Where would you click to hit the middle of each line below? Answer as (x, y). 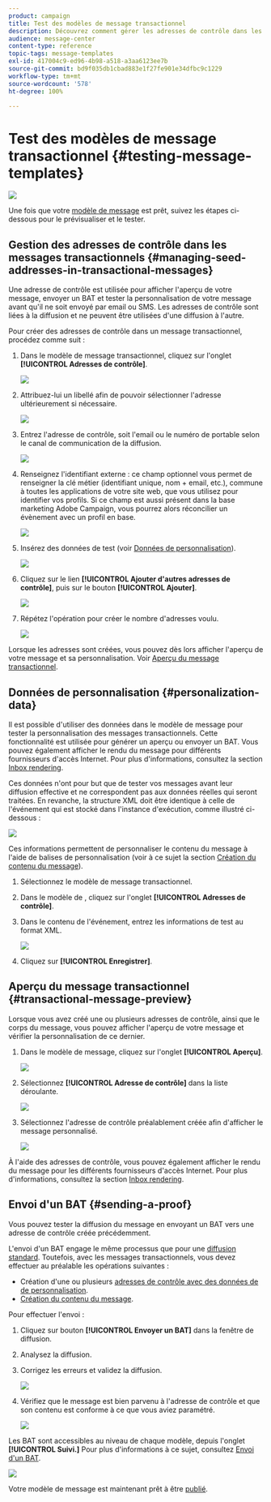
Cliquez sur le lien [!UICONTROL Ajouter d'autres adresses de (125, 579)
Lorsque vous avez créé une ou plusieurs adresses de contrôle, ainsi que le (134, 1019)
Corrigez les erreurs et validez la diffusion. (91, 1370)
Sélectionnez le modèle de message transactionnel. (106, 882)
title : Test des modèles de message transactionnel (97, 24)
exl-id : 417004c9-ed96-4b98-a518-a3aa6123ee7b (88, 62)
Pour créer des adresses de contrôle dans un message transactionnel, (125, 331)
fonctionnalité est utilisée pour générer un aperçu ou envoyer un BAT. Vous (133, 741)
